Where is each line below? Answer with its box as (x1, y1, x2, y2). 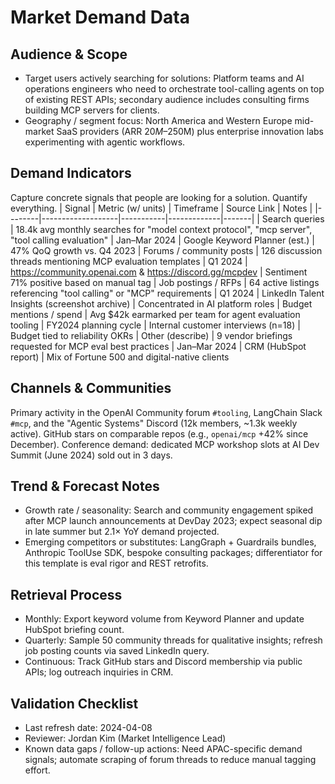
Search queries (261, 212, 325, 225)
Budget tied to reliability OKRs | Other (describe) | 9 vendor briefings (10, 329, 293, 341)
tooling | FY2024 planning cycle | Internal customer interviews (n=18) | (10, 319, 301, 331)
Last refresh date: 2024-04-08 (24, 722, 153, 734)
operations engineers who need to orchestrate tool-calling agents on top (24, 83, 325, 95)
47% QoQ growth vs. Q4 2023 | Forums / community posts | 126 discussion (10, 244, 323, 256)
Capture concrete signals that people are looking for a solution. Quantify (10, 191, 308, 203)
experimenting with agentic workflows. (24, 136, 186, 148)
